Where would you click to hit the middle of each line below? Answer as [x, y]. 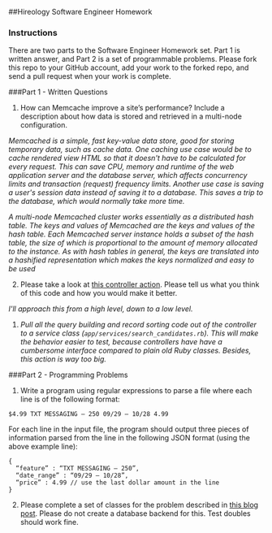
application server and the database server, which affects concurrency [128, 175]
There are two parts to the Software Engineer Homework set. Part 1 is [125, 50]
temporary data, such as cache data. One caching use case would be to [130, 149]
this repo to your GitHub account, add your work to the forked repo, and [129, 67]
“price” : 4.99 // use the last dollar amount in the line [118, 483]
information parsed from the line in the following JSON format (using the [129, 438]
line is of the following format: [70, 399]
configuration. [43, 125]
